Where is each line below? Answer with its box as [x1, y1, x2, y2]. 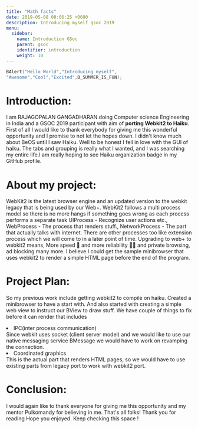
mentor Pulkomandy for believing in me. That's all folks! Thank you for [6, 409, 176, 416]
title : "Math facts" [6, 8, 57, 15]
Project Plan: [6, 275, 70, 288]
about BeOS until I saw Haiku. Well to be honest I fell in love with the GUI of [6, 139, 189, 146]
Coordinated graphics [14, 349, 67, 357]
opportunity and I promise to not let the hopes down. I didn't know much [6, 132, 181, 139]
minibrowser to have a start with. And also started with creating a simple [6, 300, 181, 308]
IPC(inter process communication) [14, 325, 97, 332]
